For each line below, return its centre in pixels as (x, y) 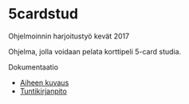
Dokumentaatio (33, 67)
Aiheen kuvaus (44, 82)
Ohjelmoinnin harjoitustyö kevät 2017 (69, 36)
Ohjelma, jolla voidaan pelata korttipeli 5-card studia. (95, 51)
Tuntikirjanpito (43, 91)
